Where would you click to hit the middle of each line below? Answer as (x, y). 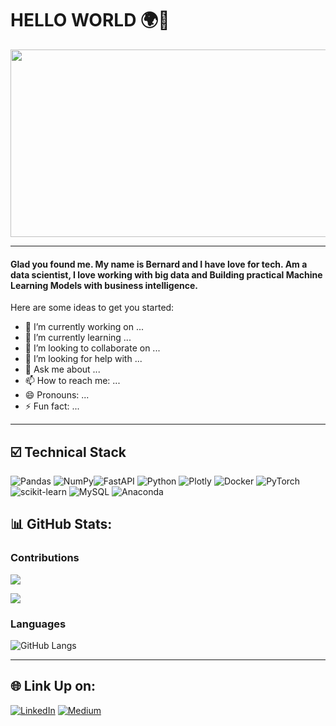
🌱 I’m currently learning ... (78, 338)
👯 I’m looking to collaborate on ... (92, 348)
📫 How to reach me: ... (72, 381)
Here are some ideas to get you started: (92, 308)
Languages (38, 624)
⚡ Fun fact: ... (52, 406)
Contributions (45, 558)
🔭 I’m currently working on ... (84, 327)
